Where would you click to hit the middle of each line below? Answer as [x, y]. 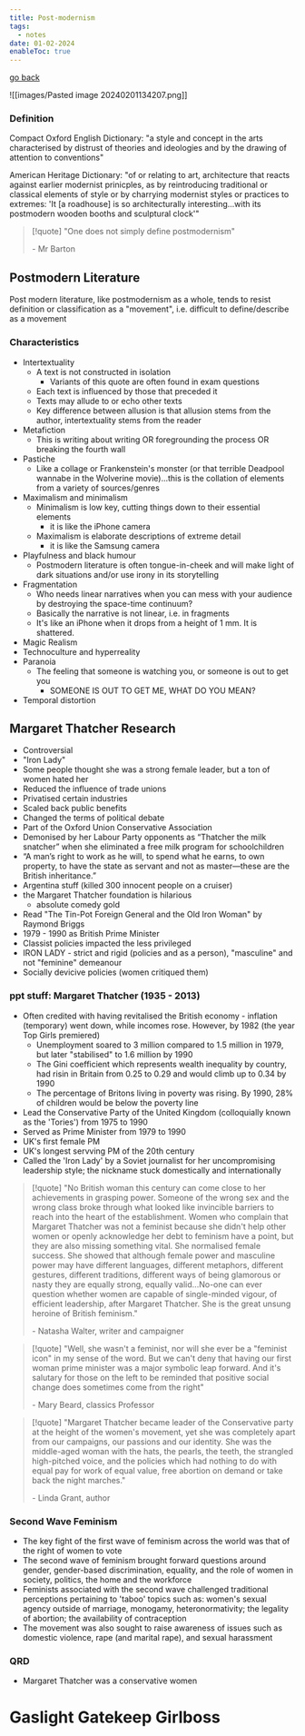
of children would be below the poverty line [118, 1102]
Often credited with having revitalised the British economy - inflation [150, 1016]
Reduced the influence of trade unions [94, 789]
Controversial [48, 750]
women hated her [55, 779]
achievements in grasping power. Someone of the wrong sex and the [160, 1197]
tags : [20, 26]
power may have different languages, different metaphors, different [157, 1265]
